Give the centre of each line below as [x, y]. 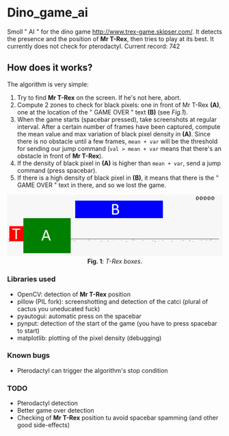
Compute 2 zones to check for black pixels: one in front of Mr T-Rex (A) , [119, 105]
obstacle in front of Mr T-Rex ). [60, 156]
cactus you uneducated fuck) [58, 308]
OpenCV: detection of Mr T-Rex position [74, 294]
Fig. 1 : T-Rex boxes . [115, 261]
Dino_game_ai [48, 13]
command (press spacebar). [57, 170]
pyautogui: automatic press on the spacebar [79, 316]
